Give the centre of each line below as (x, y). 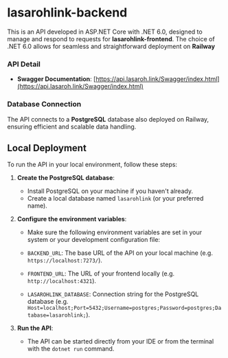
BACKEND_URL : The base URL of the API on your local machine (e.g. (120, 253)
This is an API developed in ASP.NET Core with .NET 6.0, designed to (105, 32)
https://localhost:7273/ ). (65, 260)
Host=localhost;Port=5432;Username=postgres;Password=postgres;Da (124, 308)
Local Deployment (47, 148)
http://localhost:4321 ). (62, 281)
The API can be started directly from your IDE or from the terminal (121, 342)
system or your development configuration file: (93, 240)
